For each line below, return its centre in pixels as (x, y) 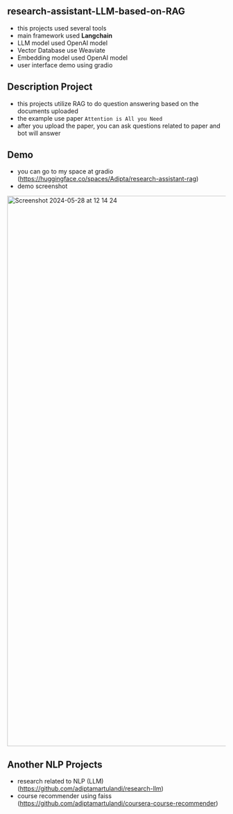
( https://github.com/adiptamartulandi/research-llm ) (90, 789)
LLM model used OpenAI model (62, 43)
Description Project (50, 87)
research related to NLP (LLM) (60, 781)
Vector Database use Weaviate (61, 50)
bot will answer (39, 133)
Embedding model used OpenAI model (72, 58)
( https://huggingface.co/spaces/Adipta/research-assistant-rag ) (108, 179)
